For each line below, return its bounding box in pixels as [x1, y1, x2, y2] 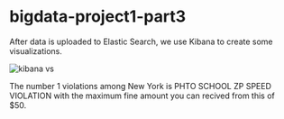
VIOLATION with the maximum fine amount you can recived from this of [9, 90, 275, 101]
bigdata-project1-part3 [9, 6, 187, 27]
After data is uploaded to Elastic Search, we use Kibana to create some [9, 36, 273, 47]
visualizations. [9, 45, 63, 56]
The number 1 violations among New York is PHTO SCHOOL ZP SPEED [9, 80, 272, 91]
